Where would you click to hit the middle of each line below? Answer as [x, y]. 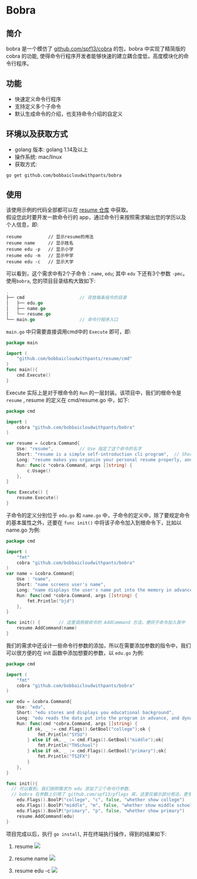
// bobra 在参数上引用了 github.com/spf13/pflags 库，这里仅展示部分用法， [97, 795]
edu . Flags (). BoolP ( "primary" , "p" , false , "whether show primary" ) [101, 811]
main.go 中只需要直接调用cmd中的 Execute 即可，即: [69, 331]
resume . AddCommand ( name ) [47, 628]
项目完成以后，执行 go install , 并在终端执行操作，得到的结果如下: [86, 834]
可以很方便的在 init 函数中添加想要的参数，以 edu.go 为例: [75, 653]
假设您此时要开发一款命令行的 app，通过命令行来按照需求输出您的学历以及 [96, 217]
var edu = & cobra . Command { [39, 702]
